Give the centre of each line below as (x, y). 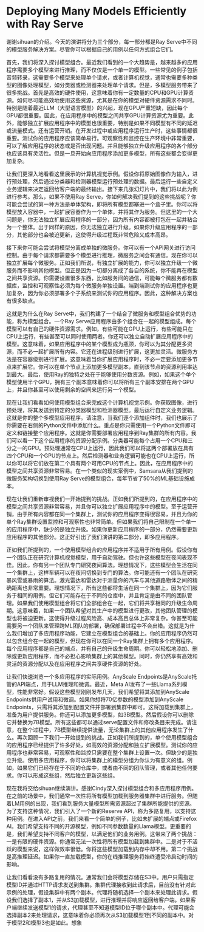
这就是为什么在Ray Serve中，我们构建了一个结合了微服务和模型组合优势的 (99, 314)
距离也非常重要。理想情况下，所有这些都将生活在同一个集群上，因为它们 (102, 588)
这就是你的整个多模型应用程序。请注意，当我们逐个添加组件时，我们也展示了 (102, 417)
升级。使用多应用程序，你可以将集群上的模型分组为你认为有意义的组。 (99, 760)
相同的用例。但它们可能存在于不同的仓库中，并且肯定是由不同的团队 (102, 595)
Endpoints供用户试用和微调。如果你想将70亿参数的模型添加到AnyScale (95, 699)
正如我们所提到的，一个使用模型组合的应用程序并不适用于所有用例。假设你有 (102, 550)
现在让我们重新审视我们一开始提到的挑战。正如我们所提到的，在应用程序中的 (102, 499)
